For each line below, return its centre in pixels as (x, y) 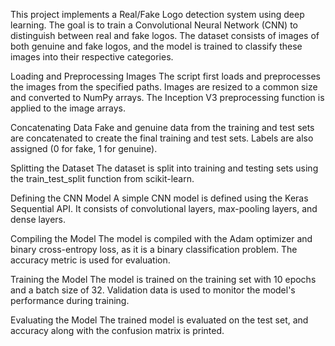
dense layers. (38, 219)
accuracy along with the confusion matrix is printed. (117, 330)
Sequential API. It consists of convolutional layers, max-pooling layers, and (164, 208)
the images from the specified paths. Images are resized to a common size (164, 87)
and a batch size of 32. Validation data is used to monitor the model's (153, 290)
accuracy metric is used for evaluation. (90, 260)
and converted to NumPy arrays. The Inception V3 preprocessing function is (167, 97)
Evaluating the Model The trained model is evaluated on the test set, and (159, 320)
